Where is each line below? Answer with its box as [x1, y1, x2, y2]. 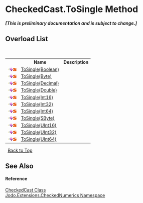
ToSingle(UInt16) [21, 122, 57, 128]
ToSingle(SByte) [21, 115, 55, 121]
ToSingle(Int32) [21, 101, 54, 107]
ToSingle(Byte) [21, 73, 52, 79]
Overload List [5, 35, 48, 43]
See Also [5, 162, 34, 170]
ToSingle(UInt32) [21, 129, 57, 135]
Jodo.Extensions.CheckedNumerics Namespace [5, 192, 105, 198]
